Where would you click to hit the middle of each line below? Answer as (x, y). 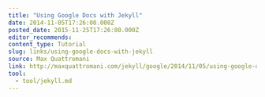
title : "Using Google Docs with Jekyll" (76, 15)
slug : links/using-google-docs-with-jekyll (81, 52)
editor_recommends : (40, 37)
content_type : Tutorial (47, 45)
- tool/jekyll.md (44, 81)
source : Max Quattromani (49, 59)
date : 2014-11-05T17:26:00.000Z (61, 23)
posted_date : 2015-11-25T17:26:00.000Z (74, 30)
